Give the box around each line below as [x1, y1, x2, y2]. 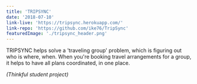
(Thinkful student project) [6, 71, 69, 78]
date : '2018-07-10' [6, 14, 55, 20]
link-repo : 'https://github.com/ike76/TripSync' [6, 25, 129, 31]
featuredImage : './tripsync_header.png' [6, 31, 108, 37]
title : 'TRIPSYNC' [6, 8, 52, 15]
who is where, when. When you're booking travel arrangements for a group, [6, 53, 192, 60]
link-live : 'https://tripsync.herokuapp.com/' [6, 20, 123, 25]
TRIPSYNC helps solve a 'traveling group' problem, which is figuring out [6, 47, 182, 54]
